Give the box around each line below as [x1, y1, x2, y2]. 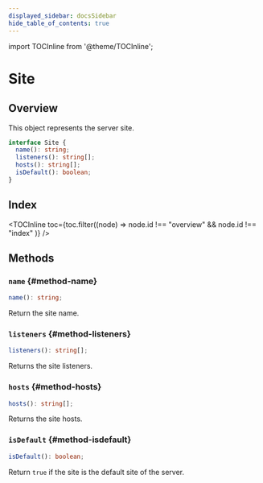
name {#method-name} [8, 275, 98, 287]
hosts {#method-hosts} [8, 382, 102, 393]
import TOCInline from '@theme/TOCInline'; [8, 41, 154, 51]
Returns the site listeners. [8, 361, 93, 371]
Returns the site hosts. [8, 414, 83, 423]
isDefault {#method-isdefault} [8, 434, 132, 445]
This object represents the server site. [8, 122, 135, 133]
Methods [8, 251, 55, 265]
